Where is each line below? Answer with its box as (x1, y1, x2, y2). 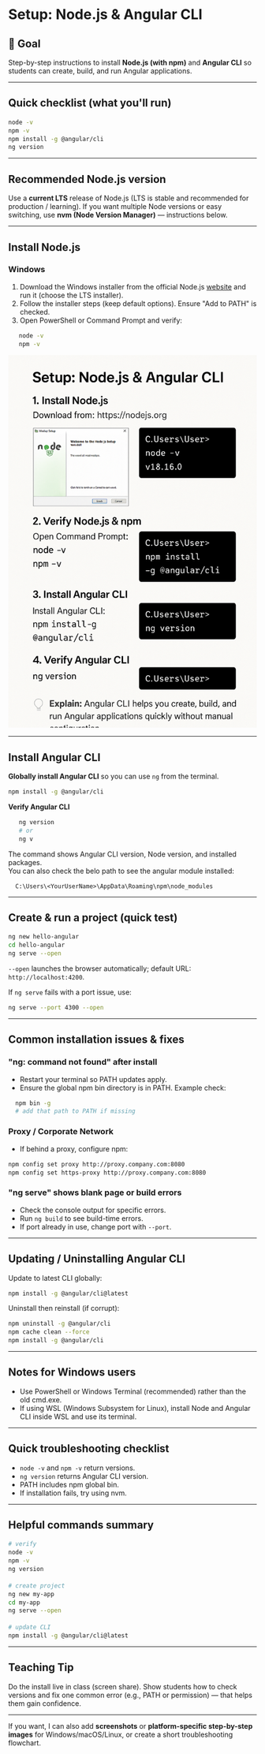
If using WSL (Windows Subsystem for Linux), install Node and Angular (19, 1403, 251, 1413)
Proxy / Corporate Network (8, 1126, 114, 1137)
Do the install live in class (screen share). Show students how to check (8, 1681, 237, 1691)
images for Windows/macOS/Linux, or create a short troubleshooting (8, 1730, 233, 1739)
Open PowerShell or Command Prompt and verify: (19, 315, 183, 325)
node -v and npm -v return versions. (19, 1463, 136, 1472)
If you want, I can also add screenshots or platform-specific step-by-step (8, 1721, 253, 1730)
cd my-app (8, 1599, 41, 1607)
